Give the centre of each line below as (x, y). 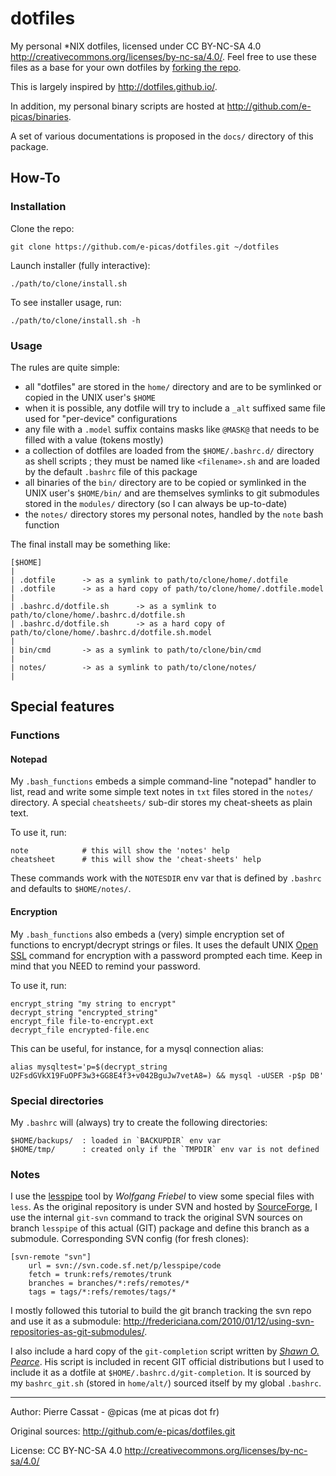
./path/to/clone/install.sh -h (75, 320)
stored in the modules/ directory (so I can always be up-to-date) (156, 503)
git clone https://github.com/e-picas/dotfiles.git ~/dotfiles (145, 247)
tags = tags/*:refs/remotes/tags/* (102, 1292)
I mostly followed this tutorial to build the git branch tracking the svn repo (161, 1311)
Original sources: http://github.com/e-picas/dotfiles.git (123, 1431)
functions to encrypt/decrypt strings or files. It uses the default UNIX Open (164, 944)
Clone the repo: (42, 228)
